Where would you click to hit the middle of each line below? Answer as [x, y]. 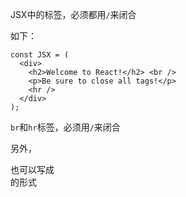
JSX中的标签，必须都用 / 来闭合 [73, 14]
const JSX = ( [40, 55]
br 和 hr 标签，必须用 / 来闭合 [65, 127]
